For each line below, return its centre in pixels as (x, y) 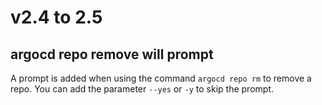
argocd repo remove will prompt (112, 54)
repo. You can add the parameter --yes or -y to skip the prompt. (142, 89)
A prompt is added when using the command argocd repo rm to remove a (161, 78)
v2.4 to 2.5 (56, 17)
